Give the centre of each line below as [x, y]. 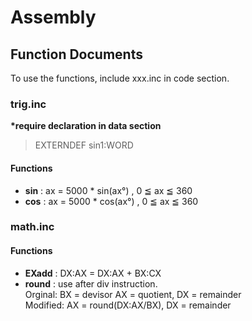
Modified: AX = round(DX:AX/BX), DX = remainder [128, 305]
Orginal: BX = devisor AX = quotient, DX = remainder [133, 294]
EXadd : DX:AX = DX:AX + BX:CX [93, 273]
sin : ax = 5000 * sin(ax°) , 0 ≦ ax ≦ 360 [108, 190]
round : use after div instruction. [91, 283]
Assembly [53, 17]
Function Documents [76, 54]
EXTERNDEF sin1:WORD [84, 145]
